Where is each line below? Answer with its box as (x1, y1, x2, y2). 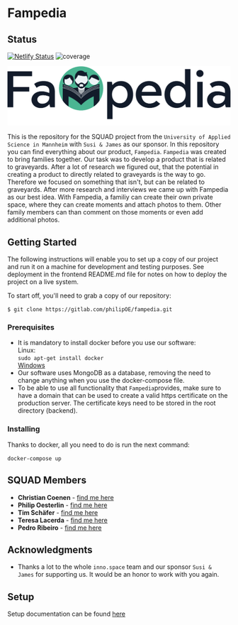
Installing (7, 424, 40, 434)
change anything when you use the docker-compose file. (17, 376, 185, 385)
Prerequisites (7, 322, 55, 332)
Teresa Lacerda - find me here (17, 516, 108, 524)
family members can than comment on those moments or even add (7, 208, 203, 217)
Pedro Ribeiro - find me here (17, 523, 102, 532)
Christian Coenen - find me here (17, 493, 115, 501)
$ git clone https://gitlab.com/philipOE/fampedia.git (7, 306, 173, 313)
